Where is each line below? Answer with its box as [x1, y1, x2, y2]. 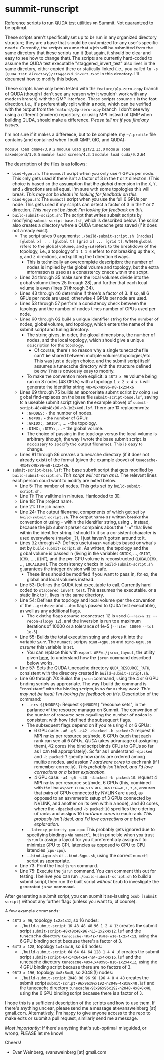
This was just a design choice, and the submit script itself [34, 358, 150, 364]
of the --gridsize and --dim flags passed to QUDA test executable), [19, 602, 157, 608]
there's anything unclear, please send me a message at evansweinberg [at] [5, 1005, 157, 1011]
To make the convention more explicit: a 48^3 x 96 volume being [26, 373, 157, 379]
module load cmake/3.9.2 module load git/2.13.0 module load [5, 147, 131, 152]
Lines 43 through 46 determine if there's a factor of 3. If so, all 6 [19, 290, 149, 296]
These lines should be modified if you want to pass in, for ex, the [26, 571, 158, 577]
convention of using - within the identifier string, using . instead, [19, 519, 150, 525]
